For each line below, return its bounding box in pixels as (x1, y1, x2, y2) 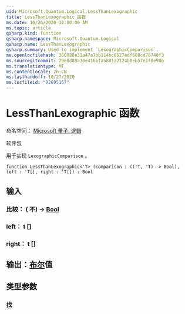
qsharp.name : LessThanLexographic (6, 42, 91, 48)
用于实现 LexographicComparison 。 (6, 152, 90, 159)
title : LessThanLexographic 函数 (6, 14, 86, 20)
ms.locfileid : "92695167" (6, 80, 69, 86)
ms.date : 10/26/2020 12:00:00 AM (6, 19, 88, 25)
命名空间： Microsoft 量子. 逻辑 (6, 127, 82, 134)
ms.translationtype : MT (6, 63, 65, 69)
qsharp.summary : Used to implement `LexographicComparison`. (6, 47, 159, 53)
